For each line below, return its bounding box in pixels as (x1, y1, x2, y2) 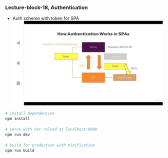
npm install (5, 116, 30, 121)
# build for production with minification (5, 142, 95, 147)
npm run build (5, 148, 35, 153)
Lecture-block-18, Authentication (5, 4, 88, 11)
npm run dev (5, 132, 30, 137)
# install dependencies (5, 111, 55, 116)
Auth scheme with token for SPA (12, 15, 79, 21)
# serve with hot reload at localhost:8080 (5, 127, 97, 132)
